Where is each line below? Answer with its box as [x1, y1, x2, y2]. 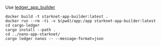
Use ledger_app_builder [5, 5, 55, 10]
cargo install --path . [5, 27, 56, 32]
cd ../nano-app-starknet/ [5, 32, 60, 37]
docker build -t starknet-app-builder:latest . [5, 14, 109, 19]
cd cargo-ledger [5, 23, 40, 28]
